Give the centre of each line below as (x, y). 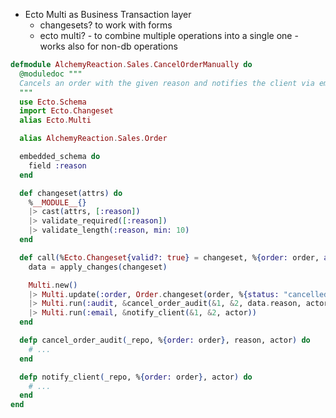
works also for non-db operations (108, 46)
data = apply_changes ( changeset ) (98, 267)
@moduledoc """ (51, 74)
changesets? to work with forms (106, 25)
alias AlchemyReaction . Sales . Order (93, 139)
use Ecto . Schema (53, 102)
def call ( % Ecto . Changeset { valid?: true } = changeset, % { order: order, (169, 257)
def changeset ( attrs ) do (71, 193)
